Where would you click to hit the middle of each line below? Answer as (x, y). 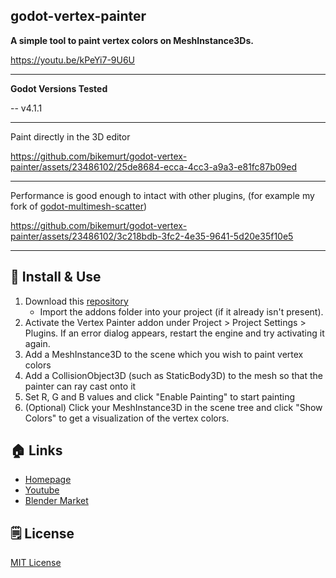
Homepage (48, 480)
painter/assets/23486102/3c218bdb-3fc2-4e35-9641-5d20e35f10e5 (152, 236)
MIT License (36, 563)
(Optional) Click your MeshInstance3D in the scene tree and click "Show (173, 407)
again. (37, 343)
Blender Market (56, 501)
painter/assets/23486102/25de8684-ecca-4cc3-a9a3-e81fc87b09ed (154, 166)
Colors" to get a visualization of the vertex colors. (127, 418)
